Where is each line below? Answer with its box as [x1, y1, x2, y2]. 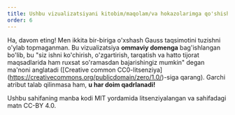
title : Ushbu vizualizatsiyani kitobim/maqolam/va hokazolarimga [7, 10, 201, 17]
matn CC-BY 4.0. [7, 101, 57, 109]
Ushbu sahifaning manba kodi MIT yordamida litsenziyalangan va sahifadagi [7, 93, 227, 102]
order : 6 [7, 17, 33, 24]
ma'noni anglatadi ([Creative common [7, 66, 116, 74]
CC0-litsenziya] [117, 66, 163, 74]
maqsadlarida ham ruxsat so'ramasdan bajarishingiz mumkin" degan [7, 58, 205, 66]
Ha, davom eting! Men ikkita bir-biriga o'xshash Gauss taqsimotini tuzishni [7, 36, 221, 44]
